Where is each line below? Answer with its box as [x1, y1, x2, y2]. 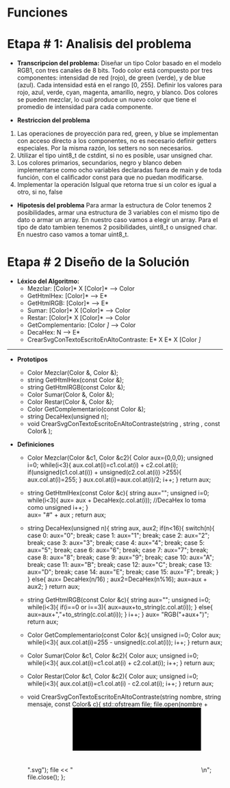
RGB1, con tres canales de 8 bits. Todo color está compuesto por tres [16, 67, 213, 75]
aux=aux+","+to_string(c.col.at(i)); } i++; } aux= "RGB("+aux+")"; [27, 610, 209, 619]
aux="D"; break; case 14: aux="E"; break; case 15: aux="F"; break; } [27, 568, 219, 576]
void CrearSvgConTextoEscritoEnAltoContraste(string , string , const [27, 420, 220, 428]
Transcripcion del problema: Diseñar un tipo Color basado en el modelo [16, 59, 222, 67]
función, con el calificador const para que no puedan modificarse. [16, 173, 204, 181]
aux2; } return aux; [27, 583, 80, 591]
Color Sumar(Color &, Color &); [27, 390, 114, 399]
